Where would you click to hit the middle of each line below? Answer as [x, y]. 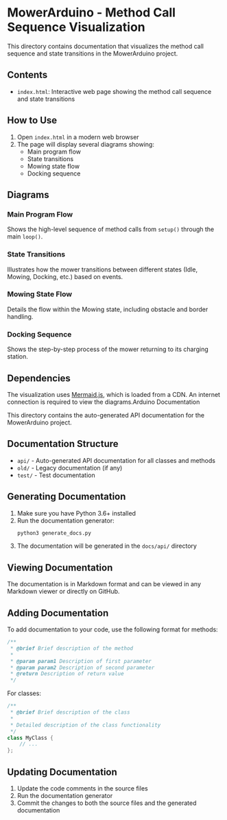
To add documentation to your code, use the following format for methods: [112, 629]
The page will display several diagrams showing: [85, 144]
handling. [20, 316]
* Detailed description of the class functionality [85, 725]
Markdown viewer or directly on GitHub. [63, 592]
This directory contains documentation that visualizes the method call [106, 46]
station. [18, 357]
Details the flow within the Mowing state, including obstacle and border [108, 309]
